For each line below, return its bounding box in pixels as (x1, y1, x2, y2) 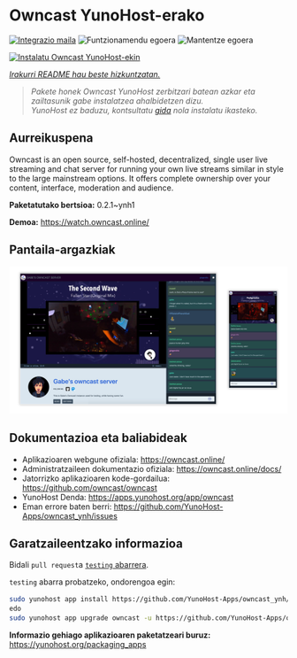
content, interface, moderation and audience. (9, 182, 174, 193)
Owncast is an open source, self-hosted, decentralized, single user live (9, 154, 268, 165)
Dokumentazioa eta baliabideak (9, 430, 187, 445)
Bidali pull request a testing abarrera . (9, 560, 148, 570)
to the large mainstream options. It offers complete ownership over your (9, 173, 271, 183)
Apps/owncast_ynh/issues (21, 510, 118, 521)
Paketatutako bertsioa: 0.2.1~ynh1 (9, 199, 135, 210)
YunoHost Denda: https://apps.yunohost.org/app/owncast (21, 492, 234, 502)
